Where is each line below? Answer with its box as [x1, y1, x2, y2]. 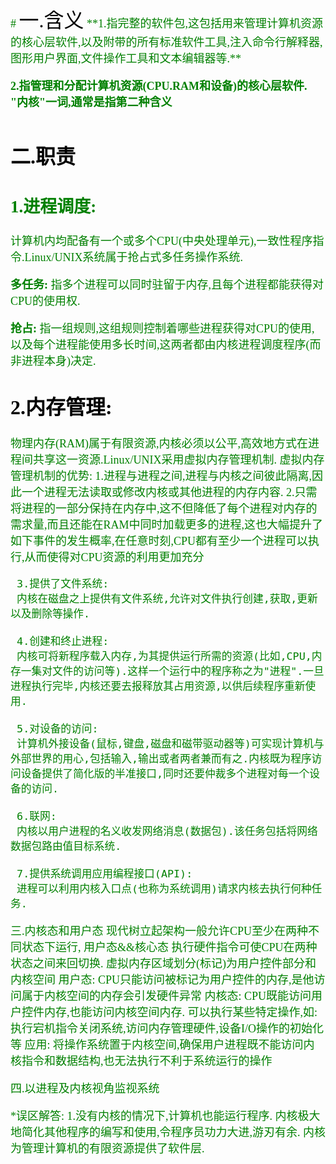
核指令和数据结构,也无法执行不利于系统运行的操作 [10, 1054, 273, 1068]
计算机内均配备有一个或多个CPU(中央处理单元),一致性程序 [10, 234, 313, 248]
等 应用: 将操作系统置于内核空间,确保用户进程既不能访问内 [10, 1038, 315, 1052]
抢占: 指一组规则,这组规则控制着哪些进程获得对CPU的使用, [10, 321, 315, 335]
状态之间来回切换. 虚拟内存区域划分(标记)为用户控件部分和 [10, 956, 317, 970]
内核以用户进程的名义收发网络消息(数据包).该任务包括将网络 [16, 824, 318, 838]
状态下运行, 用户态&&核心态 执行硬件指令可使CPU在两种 [21, 940, 318, 954]
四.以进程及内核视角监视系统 [10, 1081, 160, 1095]
